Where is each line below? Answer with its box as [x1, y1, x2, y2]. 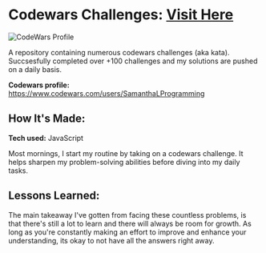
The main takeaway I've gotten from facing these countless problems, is [8, 210, 247, 219]
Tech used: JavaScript [8, 133, 84, 143]
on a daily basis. [8, 64, 62, 74]
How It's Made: [8, 112, 86, 126]
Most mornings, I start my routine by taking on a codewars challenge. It [8, 148, 244, 158]
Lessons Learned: [8, 189, 100, 203]
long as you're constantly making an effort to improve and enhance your [8, 227, 247, 237]
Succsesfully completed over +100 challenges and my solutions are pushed [8, 56, 258, 66]
